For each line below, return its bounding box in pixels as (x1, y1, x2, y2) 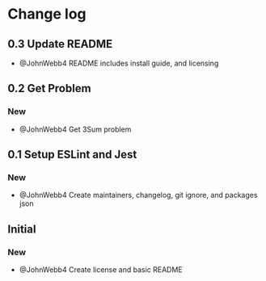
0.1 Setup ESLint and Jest (7, 148, 137, 161)
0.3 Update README (7, 37, 113, 51)
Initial (7, 222, 36, 236)
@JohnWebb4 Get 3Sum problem (19, 124, 132, 134)
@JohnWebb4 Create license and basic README (19, 265, 183, 275)
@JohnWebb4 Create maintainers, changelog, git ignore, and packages (19, 191, 258, 200)
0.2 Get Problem (7, 82, 91, 95)
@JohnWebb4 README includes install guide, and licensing (19, 58, 219, 68)
